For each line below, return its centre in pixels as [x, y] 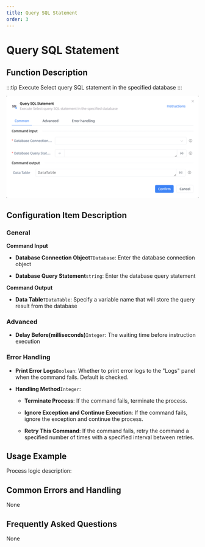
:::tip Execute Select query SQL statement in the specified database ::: [94, 87]
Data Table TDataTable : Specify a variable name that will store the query [105, 299]
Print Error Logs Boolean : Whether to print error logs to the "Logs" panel [105, 370]
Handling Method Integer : [48, 389]
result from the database [46, 306]
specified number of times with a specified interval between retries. [109, 437]
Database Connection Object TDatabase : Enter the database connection [105, 257]
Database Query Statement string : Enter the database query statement [105, 276]
